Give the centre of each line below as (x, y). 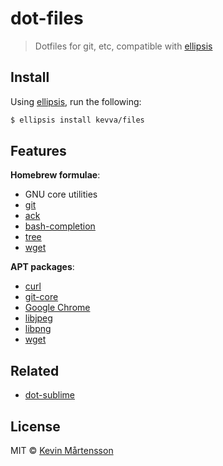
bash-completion (60, 226)
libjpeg (38, 318)
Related (35, 370)
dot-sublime (49, 395)
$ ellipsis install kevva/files (77, 120)
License (35, 426)
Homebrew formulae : (55, 175)
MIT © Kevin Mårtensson (62, 451)
